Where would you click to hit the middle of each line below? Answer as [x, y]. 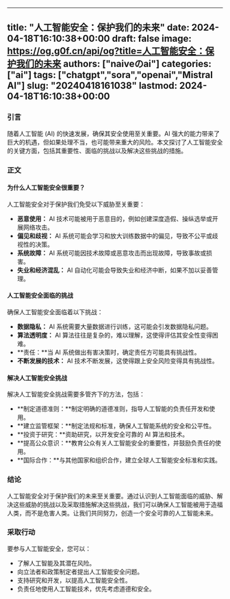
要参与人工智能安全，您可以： [49, 548]
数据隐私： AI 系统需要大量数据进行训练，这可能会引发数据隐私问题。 [115, 327]
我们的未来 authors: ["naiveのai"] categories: [114, 64]
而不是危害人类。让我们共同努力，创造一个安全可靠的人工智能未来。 [121, 513]
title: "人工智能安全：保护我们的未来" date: [98, 28]
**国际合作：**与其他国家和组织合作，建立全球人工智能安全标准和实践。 [119, 460]
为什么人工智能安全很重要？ [46, 188]
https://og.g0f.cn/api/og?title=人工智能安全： [106, 51]
